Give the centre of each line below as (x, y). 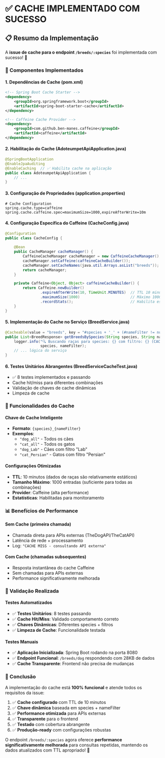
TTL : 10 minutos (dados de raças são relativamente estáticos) (75, 477)
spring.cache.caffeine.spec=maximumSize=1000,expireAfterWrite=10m (76, 212)
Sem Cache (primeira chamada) (38, 524)
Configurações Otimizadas (33, 466)
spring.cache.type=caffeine (34, 208)
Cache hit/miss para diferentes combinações (57, 383)
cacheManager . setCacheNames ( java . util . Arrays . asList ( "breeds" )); (91, 265)
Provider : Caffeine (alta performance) (51, 492)
